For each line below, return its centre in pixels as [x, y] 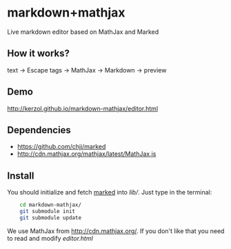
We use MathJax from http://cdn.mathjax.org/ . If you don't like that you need [116, 231]
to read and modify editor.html [50, 238]
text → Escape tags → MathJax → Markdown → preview [87, 70]
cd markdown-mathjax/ [50, 205]
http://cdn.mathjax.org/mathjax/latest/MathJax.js [87, 154]
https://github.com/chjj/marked [61, 147]
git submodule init [48, 212]
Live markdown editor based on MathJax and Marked [83, 32]
